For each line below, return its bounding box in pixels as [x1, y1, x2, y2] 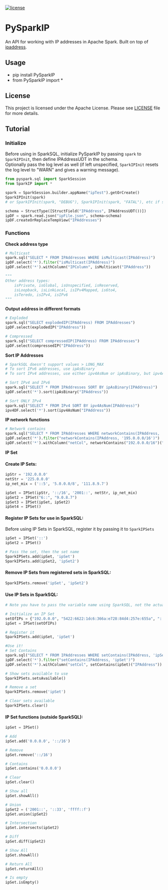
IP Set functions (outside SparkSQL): [5, 714, 83, 720]
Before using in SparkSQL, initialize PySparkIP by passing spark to [5, 151, 141, 157]
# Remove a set [5, 685, 37, 690]
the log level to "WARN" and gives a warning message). [5, 167, 120, 173]
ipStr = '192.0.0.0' [5, 472, 48, 477]
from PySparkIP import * [12, 77, 63, 83]
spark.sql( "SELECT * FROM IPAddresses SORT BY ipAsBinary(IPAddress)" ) [5, 385, 157, 390]
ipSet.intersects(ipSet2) [5, 825, 59, 831]
